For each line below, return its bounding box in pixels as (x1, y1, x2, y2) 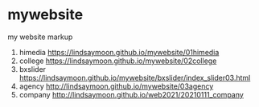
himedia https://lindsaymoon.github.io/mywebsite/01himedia (18, 47, 220, 57)
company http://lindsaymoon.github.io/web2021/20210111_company (18, 89, 245, 99)
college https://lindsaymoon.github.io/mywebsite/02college (18, 56, 217, 65)
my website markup (7, 32, 73, 42)
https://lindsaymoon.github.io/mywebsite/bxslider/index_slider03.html (18, 73, 251, 82)
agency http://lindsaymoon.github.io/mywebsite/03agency (18, 81, 214, 91)
